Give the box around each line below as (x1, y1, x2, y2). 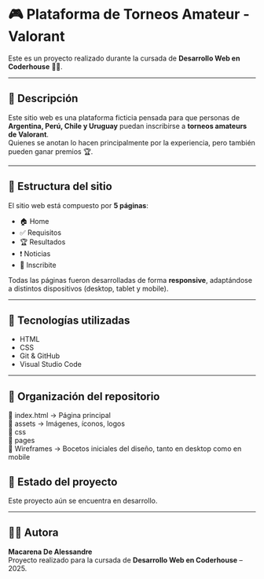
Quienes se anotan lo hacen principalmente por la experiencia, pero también (8, 137, 255, 147)
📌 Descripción (8, 92, 79, 105)
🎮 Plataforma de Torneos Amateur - (8, 5, 250, 24)
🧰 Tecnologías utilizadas (8, 313, 130, 327)
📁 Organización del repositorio (8, 390, 160, 403)
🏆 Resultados (19, 236, 66, 247)
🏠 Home (19, 216, 49, 225)
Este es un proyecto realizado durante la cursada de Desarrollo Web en (8, 53, 240, 63)
